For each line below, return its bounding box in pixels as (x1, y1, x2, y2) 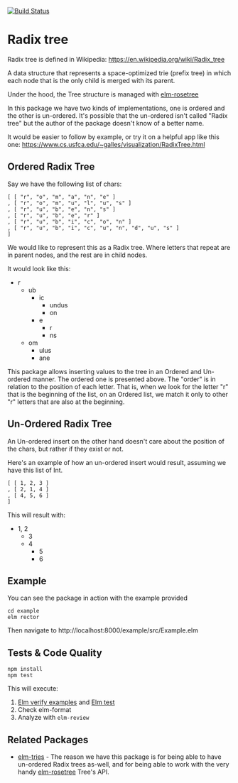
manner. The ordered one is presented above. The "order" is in (31, 375, 216, 383)
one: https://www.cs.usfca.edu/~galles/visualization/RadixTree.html (7, 140, 205, 148)
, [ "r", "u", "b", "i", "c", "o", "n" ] (7, 218, 132, 225)
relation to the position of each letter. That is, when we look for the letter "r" (7, 382, 229, 390)
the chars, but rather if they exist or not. (7, 444, 124, 453)
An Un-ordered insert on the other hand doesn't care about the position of (7, 437, 225, 445)
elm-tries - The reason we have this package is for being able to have (17, 752, 222, 761)
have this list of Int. (7, 466, 63, 474)
